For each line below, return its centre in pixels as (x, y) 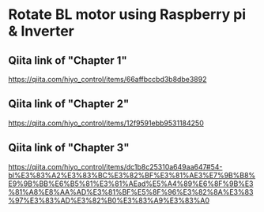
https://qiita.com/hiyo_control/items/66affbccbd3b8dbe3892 (107, 79)
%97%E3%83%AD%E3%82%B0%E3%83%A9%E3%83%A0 (109, 200)
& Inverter (41, 31)
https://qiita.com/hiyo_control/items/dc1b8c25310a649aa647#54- (115, 166)
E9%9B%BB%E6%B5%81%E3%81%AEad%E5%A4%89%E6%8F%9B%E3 (131, 184)
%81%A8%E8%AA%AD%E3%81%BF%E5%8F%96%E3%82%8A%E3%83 (131, 192)
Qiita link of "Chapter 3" (69, 148)
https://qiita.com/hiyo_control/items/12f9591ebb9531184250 (106, 123)
